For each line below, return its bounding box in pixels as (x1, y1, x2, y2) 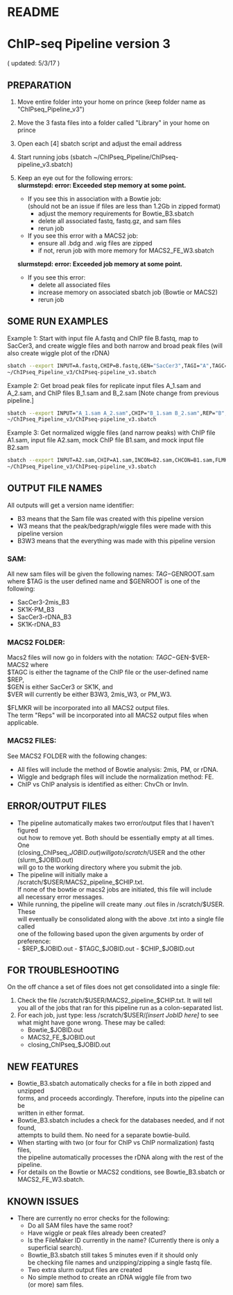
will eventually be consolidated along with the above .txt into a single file (17, 915, 224, 923)
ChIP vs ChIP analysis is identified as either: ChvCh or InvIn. (17, 780, 189, 788)
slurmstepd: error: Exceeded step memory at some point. (17, 181, 187, 189)
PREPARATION (7, 79, 71, 91)
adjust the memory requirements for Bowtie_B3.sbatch (37, 209, 194, 218)
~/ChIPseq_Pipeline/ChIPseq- (93, 152, 179, 161)
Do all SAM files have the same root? (27, 1221, 133, 1230)
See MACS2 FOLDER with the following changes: (7, 752, 148, 760)
